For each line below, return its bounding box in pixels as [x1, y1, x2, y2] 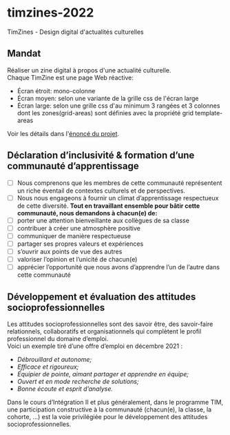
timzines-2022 [7, 5, 94, 21]
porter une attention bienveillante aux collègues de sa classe [17, 216, 189, 224]
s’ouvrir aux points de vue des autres [17, 247, 123, 255]
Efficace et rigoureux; [17, 362, 79, 371]
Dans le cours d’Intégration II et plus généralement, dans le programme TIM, [7, 398, 224, 406]
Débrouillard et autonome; [17, 355, 92, 363]
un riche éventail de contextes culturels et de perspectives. [17, 186, 186, 195]
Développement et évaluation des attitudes [7, 291, 196, 302]
